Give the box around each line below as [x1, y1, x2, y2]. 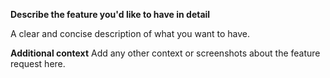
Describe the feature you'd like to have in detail [10, 9, 211, 20]
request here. [10, 58, 66, 69]
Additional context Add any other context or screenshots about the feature [10, 47, 321, 59]
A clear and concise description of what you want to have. [10, 28, 251, 39]
